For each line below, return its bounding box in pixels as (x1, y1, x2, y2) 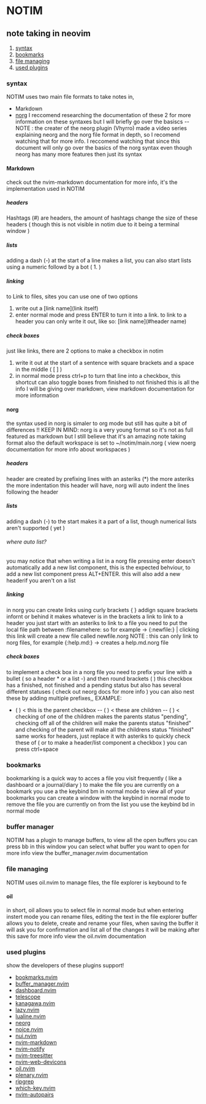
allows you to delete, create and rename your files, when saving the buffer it (6, 919, 199, 927)
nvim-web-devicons (15, 1059, 66, 1066)
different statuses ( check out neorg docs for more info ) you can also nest (6, 688, 194, 695)
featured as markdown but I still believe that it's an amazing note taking (6, 432, 186, 440)
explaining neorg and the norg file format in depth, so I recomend (15, 131, 180, 139)
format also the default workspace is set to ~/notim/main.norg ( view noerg (6, 439, 196, 447)
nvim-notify (15, 1045, 45, 1052)
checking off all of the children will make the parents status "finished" (15, 719, 192, 727)
